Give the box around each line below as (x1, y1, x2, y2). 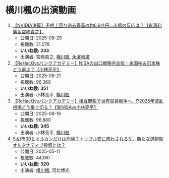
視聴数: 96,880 (20, 116, 51, 123)
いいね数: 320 (20, 161, 49, 167)
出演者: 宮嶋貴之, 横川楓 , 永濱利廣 (20, 53, 90, 60)
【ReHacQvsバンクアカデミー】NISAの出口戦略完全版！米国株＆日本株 (12, 60, 160, 66)
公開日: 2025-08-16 (20, 110, 62, 116)
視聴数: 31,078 (20, 41, 50, 47)
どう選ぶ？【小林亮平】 (12, 66, 62, 72)
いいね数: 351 (20, 85, 48, 91)
